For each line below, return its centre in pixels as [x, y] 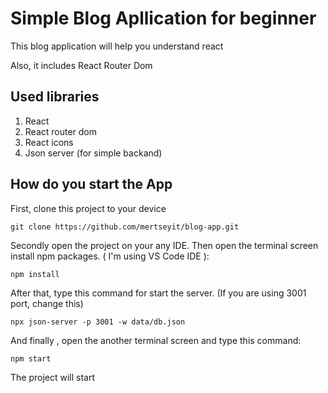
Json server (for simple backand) [93, 153]
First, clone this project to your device [88, 208]
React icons [49, 142]
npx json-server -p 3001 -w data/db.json [98, 322]
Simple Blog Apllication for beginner [163, 18]
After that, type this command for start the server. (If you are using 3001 [158, 293]
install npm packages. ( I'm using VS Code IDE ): [110, 256]
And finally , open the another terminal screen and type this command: [156, 340]
